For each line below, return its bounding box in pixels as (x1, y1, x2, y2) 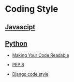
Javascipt (5, 23, 35, 31)
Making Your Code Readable (12, 52, 69, 58)
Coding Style (5, 3, 59, 15)
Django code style (12, 71, 49, 77)
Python (5, 39, 28, 47)
